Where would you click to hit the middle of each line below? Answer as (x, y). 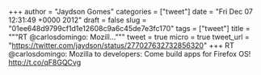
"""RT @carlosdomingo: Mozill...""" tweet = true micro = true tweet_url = (129, 37)
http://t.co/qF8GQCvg (45, 62)
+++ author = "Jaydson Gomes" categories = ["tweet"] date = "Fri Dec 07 (130, 12)
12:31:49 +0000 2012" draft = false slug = (78, 20)
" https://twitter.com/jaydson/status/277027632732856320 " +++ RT (121, 45)
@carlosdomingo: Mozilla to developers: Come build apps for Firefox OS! (130, 54)
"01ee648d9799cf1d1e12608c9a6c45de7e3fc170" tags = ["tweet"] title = (129, 28)
